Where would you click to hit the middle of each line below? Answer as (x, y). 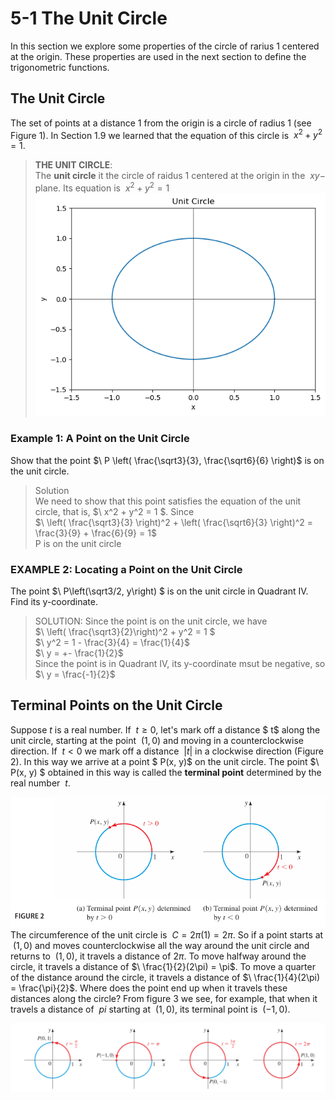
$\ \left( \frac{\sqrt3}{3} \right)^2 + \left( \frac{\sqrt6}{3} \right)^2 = (174, 522)
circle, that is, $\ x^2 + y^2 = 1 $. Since (114, 511)
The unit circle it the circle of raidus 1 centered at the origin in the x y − (180, 176)
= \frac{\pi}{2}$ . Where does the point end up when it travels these (149, 988)
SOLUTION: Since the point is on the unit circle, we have (151, 621)
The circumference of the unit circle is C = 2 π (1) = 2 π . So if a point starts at (167, 935)
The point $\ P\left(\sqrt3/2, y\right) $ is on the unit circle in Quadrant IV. (159, 591)
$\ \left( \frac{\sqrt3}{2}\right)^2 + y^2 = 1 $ (125, 632)
